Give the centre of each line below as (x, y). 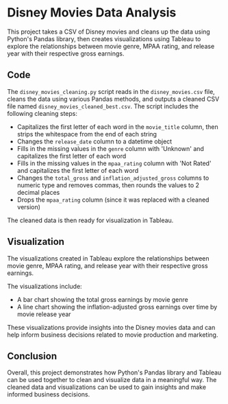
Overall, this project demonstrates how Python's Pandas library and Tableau (114, 372)
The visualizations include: (45, 286)
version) (29, 206)
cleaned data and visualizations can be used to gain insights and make (107, 387)
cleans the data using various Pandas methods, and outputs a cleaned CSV (113, 99)
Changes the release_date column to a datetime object (94, 141)
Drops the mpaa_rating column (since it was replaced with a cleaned (113, 200)
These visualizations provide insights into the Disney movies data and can (111, 327)
